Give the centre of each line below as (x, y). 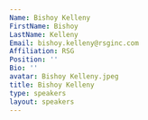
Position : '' (34, 60)
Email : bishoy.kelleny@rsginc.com (74, 43)
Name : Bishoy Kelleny (50, 18)
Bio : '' (24, 69)
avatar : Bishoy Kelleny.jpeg (64, 77)
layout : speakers (42, 102)
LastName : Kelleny (44, 34)
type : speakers (38, 93)
